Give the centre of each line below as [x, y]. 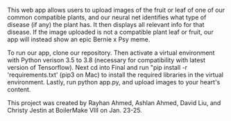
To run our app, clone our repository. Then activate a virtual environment [111, 53]
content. [19, 90]
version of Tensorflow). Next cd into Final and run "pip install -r [97, 67]
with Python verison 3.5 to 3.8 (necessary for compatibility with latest [106, 60]
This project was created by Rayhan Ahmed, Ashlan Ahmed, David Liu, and [114, 103]
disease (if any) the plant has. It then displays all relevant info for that [106, 25]
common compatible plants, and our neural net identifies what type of [107, 17]
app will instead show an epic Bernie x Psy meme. [79, 39]
